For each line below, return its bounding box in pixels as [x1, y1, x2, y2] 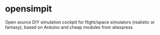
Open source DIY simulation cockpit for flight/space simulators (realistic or [5, 19, 155, 25]
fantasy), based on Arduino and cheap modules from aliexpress [5, 24, 133, 30]
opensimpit [5, 3, 52, 14]
